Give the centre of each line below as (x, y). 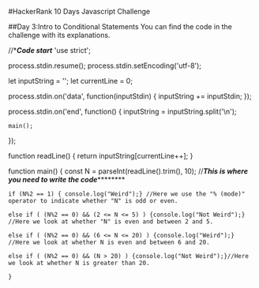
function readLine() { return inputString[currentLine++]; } (101, 156)
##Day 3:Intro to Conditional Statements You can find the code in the (120, 26)
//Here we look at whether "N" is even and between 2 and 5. (111, 222)
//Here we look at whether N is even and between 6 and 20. (109, 242)
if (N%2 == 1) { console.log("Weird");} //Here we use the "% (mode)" (127, 194)
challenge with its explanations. (59, 35)
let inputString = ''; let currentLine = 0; (70, 81)
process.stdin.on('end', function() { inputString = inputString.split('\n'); (122, 111)
